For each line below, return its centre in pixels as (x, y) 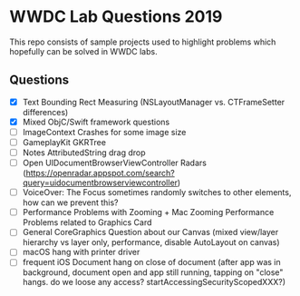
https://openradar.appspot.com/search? (100, 173)
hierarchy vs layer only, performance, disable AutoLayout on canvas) (151, 242)
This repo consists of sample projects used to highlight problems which (143, 42)
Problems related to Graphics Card (87, 222)
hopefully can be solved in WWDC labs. (83, 51)
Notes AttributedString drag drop (84, 153)
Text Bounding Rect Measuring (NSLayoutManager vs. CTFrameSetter (154, 102)
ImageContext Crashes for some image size (104, 132)
